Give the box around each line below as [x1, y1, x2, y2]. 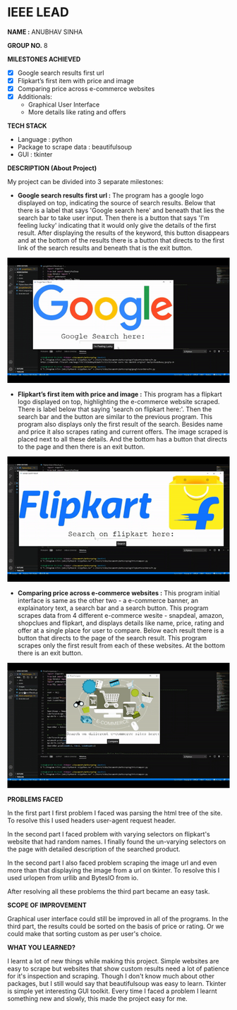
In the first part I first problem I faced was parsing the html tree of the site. [7, 808, 223, 817]
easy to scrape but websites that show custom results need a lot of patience [7, 964, 229, 973]
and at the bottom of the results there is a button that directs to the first [17, 236, 224, 245]
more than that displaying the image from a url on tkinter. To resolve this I [7, 865, 220, 875]
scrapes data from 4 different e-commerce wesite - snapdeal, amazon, [17, 612, 224, 619]
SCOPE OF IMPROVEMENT [7, 901, 87, 909]
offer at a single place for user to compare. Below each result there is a [17, 626, 224, 635]
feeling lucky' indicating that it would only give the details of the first [17, 221, 217, 230]
